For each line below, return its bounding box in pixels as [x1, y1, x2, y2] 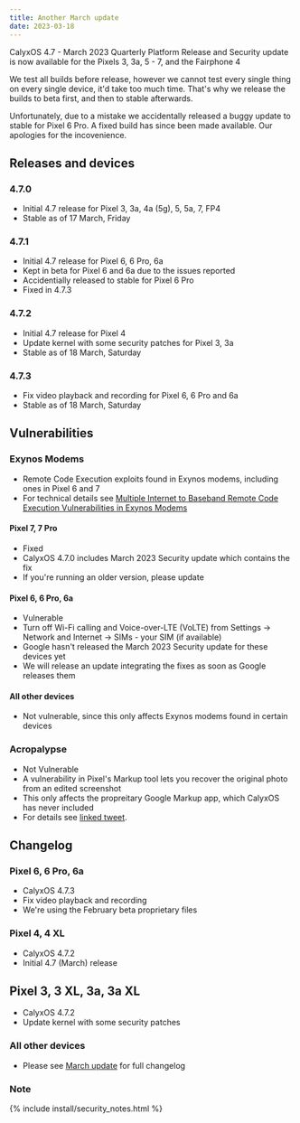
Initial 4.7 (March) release [22, 957, 117, 968]
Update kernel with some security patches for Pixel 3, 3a [22, 337, 234, 348]
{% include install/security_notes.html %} [9, 1103, 163, 1114]
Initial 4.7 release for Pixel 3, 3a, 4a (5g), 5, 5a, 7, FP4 [22, 203, 221, 214]
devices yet [22, 651, 66, 662]
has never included [22, 801, 95, 813]
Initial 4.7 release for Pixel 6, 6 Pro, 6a [22, 256, 164, 267]
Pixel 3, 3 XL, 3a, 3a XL [9, 984, 141, 999]
